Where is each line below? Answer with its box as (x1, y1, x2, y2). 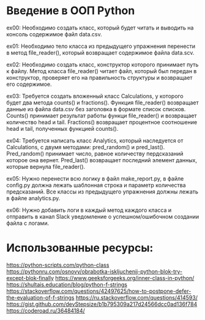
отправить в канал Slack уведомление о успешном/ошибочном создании (6, 213, 199, 220)
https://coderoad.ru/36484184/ (6, 306, 86, 314)
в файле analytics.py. (6, 194, 61, 201)
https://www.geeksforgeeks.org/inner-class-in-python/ (54, 274, 195, 281)
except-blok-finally (6, 274, 54, 281)
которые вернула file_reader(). (6, 163, 86, 170)
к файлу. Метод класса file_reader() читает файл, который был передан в (6, 67, 197, 74)
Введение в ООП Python (6, 4, 135, 18)
